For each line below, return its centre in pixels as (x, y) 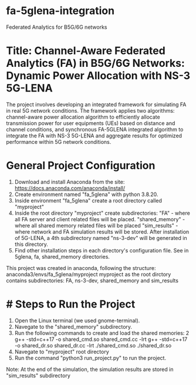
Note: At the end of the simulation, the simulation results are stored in (90, 369)
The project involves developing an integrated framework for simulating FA (96, 104)
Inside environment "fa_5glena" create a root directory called (88, 200)
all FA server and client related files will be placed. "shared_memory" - (100, 219)
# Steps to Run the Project (71, 304)
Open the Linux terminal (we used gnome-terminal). (77, 320)
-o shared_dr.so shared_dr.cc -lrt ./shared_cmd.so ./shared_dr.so (93, 345)
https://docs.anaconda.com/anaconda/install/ (70, 188)
